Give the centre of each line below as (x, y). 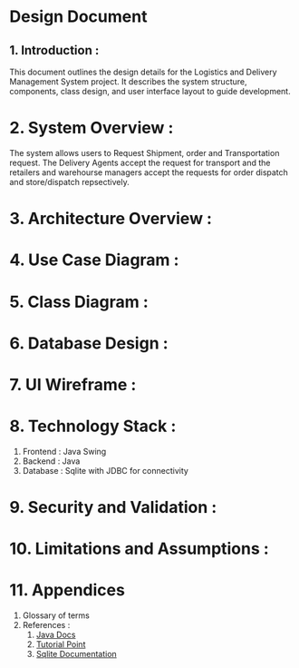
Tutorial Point (61, 644)
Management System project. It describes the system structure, (128, 82)
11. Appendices (67, 590)
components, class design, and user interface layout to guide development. (150, 91)
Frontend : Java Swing (64, 451)
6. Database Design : (89, 343)
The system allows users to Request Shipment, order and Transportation (145, 152)
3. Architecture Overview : (111, 219)
